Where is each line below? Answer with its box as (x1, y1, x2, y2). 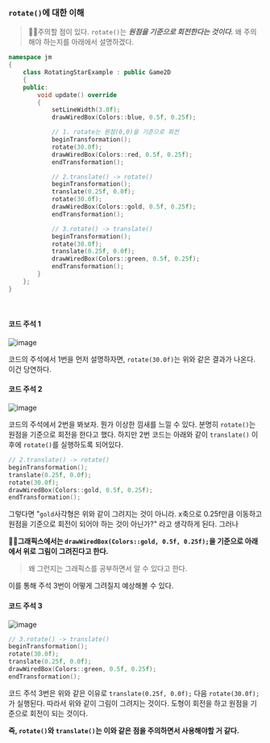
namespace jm (8, 53, 52, 61)
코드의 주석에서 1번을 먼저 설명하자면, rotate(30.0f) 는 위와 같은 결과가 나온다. (8, 354, 256, 364)
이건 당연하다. (8, 364, 52, 374)
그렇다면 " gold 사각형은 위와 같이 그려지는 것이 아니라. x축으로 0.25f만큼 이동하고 (8, 509, 263, 519)
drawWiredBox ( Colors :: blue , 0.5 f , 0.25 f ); (51, 113, 197, 122)
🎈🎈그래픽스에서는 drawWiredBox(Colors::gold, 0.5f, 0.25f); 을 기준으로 (8, 536, 243, 547)
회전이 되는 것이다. (29, 708, 89, 718)
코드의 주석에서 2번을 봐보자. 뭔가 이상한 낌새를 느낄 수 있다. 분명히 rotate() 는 (8, 420, 256, 429)
